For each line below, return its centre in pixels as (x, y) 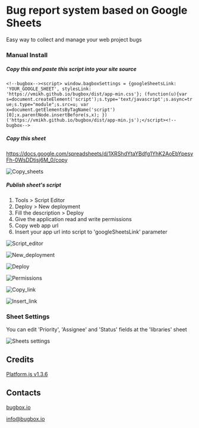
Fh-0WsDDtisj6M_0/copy (37, 160)
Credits (20, 360)
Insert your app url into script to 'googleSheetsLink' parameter (91, 232)
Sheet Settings (28, 317)
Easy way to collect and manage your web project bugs (74, 39)
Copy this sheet (26, 138)
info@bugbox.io (26, 418)
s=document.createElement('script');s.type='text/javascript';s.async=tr (99, 99)
